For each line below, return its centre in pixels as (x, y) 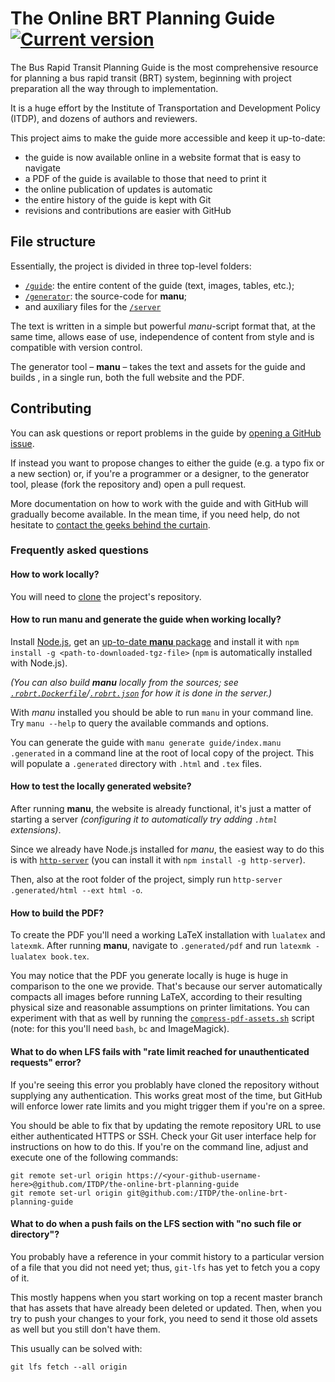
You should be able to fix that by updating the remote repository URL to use (166, 1125)
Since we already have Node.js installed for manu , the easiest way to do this (167, 849)
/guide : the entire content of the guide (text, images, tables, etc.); (159, 285)
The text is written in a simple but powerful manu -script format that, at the (163, 326)
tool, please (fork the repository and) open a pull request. (128, 484)
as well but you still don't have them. (85, 1329)
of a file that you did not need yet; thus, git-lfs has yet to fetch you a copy (165, 1267)
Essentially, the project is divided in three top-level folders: (131, 266)
